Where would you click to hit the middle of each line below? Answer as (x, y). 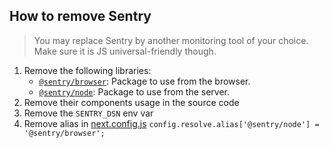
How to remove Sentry (80, 16)
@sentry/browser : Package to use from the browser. (144, 81)
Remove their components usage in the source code (131, 102)
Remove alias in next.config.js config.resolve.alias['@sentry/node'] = (171, 123)
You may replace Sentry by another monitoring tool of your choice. (171, 40)
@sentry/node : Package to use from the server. (134, 91)
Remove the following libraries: (87, 70)
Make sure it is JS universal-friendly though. (125, 51)
